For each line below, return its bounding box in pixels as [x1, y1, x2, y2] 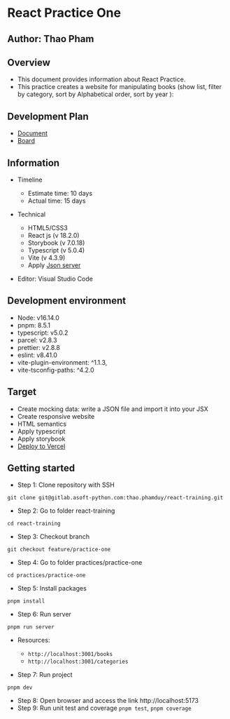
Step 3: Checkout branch [17, 532, 89, 541]
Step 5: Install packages [17, 584, 87, 593]
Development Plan [7, 110, 89, 122]
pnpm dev [7, 684, 33, 692]
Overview [7, 56, 51, 68]
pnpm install [7, 598, 45, 605]
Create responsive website [17, 412, 95, 420]
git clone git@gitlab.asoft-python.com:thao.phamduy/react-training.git [7, 495, 224, 502]
